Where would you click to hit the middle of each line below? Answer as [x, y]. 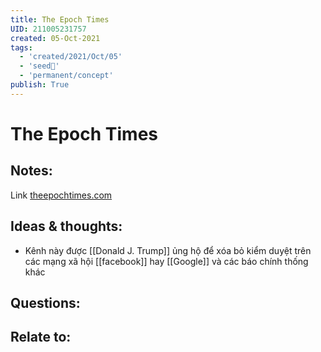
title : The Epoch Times [60, 19]
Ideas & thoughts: [66, 226]
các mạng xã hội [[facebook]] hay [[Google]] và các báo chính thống [166, 261]
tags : [21, 47]
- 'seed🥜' [39, 66]
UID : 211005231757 [48, 29]
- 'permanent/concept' [66, 76]
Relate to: [41, 337]
